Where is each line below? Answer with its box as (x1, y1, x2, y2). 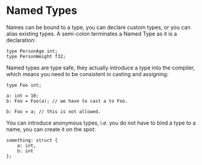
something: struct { (6, 137, 58, 143)
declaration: (6, 36, 36, 44)
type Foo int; (6, 82, 42, 88)
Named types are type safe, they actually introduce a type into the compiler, (6, 64, 195, 71)
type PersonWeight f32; (6, 53, 66, 59)
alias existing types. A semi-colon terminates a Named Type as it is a (6, 30, 177, 37)
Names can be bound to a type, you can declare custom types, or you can (6, 24, 191, 31)
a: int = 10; (6, 92, 39, 99)
